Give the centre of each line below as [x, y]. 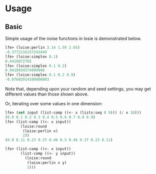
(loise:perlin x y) [47, 163]
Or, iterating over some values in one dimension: [54, 103]
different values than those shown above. [47, 94]
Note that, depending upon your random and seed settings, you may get [78, 89]
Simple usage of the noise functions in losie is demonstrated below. [73, 38]
